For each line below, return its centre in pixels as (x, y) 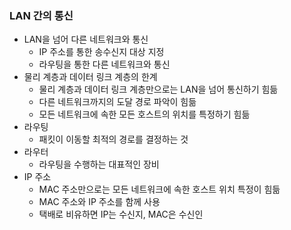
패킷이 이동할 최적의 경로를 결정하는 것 (113, 139)
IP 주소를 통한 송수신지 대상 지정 (101, 52)
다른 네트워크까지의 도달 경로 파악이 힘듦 (117, 102)
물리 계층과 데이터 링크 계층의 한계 (90, 77)
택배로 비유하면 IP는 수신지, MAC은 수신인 (121, 214)
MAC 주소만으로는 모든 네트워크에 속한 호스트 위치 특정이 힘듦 (159, 189)
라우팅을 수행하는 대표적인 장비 (99, 164)
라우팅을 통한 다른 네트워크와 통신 (104, 64)
